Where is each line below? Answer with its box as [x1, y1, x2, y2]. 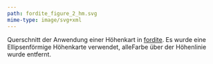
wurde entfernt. [7, 50, 52, 58]
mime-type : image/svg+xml [7, 17, 82, 23]
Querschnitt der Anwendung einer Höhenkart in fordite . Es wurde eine [7, 35, 206, 43]
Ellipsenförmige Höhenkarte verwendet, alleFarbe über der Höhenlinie [7, 43, 207, 51]
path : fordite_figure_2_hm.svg [7, 10, 98, 17]
